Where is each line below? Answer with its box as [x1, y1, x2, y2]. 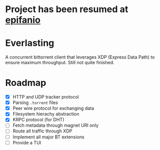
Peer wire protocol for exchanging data [12, 105, 95, 112]
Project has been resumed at [5, 4, 129, 15]
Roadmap [5, 77, 47, 89]
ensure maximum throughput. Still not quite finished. [5, 60, 115, 66]
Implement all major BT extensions [12, 134, 85, 140]
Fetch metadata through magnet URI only [12, 122, 99, 128]
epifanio [5, 14, 41, 26]
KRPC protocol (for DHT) [12, 117, 64, 123]
